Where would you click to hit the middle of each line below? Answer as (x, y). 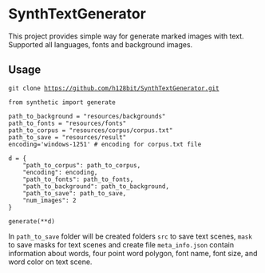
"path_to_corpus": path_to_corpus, (82, 165)
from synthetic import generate (62, 102)
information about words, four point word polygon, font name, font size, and (133, 253)
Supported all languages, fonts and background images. (101, 44)
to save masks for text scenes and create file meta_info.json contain (121, 244)
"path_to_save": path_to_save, (75, 193)
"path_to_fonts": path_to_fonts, (78, 179)
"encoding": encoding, (60, 172)
